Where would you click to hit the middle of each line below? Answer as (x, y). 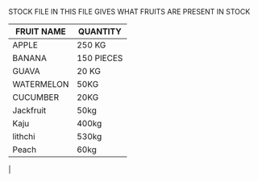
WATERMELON (41, 84)
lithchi (24, 136)
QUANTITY (100, 31)
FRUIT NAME (40, 31)
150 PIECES (100, 58)
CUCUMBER (36, 97)
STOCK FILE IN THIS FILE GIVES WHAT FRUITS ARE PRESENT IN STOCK (129, 12)
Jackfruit (29, 110)
